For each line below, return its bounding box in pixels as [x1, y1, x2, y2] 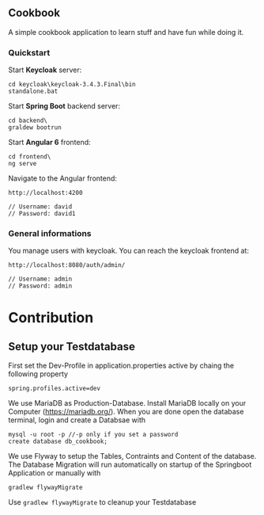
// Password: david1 [8, 210, 77, 218]
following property [8, 369, 69, 379]
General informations [8, 228, 92, 239]
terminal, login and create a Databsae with [8, 415, 146, 425]
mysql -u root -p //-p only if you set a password [8, 431, 179, 439]
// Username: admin [8, 275, 73, 284]
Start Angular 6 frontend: [8, 138, 91, 147]
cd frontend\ [8, 153, 51, 161]
